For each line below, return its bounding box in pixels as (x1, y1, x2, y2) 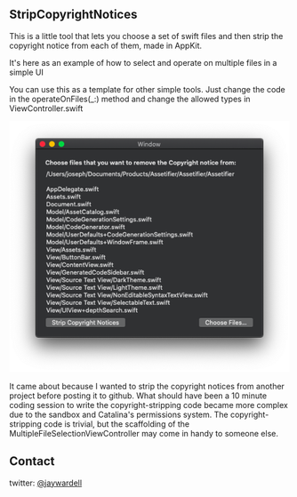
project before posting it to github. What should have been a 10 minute (9, 390, 268, 401)
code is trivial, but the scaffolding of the (44, 418, 189, 429)
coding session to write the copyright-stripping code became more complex (9, 399, 289, 410)
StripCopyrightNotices (9, 7, 138, 22)
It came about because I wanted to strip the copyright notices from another (9, 381, 285, 391)
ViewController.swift (9, 102, 84, 114)
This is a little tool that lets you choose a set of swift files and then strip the (9, 30, 284, 41)
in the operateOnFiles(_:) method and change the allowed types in (9, 93, 251, 104)
